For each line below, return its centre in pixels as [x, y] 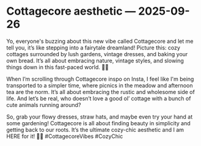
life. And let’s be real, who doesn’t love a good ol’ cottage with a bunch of [99, 98]
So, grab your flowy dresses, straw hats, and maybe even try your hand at [100, 117]
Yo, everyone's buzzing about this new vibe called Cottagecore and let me [100, 41]
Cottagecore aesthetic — [71, 11]
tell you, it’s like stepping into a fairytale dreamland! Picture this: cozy [93, 48]
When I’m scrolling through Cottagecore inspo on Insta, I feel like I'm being [100, 79]
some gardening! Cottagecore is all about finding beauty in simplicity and [98, 123]
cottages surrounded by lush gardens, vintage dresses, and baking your [97, 54]
